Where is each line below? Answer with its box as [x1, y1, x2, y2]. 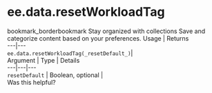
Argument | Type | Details [7, 56, 80, 64]
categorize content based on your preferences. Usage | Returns [7, 34, 189, 42]
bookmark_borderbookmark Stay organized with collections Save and [7, 27, 206, 35]
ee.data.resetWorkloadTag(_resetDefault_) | [7, 49, 133, 57]
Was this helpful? [7, 78, 57, 86]
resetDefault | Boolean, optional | [7, 70, 104, 79]
